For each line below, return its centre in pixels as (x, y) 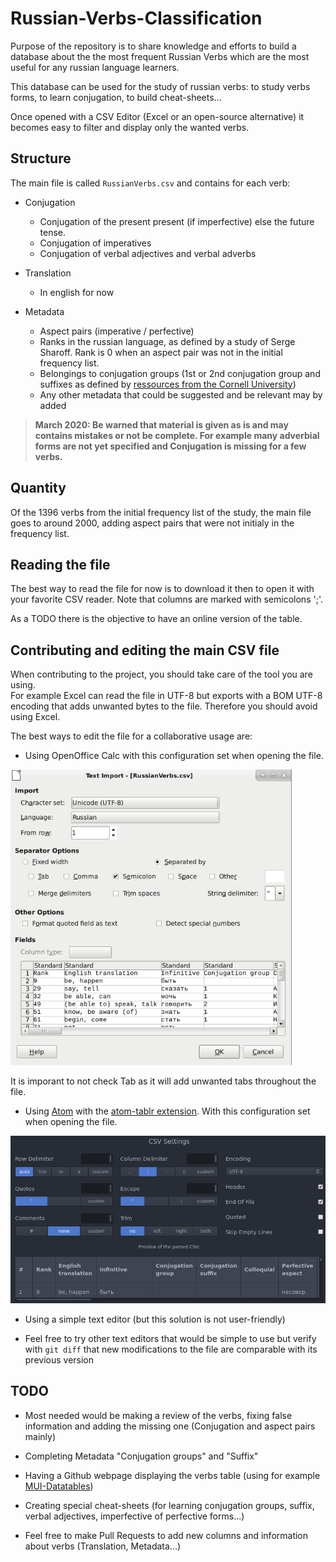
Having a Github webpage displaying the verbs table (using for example (172, 1475)
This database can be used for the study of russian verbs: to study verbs (160, 86)
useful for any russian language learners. (95, 67)
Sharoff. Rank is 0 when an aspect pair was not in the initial (161, 352)
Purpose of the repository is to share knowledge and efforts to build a (153, 46)
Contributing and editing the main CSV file (145, 650)
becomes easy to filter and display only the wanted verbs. (130, 127)
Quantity (38, 488)
